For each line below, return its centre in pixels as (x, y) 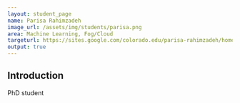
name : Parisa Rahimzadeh (44, 21)
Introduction (36, 76)
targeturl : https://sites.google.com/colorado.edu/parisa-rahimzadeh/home (121, 40)
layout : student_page (40, 14)
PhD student (26, 92)
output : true (27, 47)
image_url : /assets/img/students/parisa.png (75, 27)
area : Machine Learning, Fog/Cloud (60, 34)
